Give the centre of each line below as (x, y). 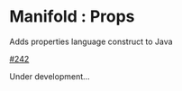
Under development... (50, 76)
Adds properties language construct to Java (91, 41)
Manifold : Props (72, 17)
